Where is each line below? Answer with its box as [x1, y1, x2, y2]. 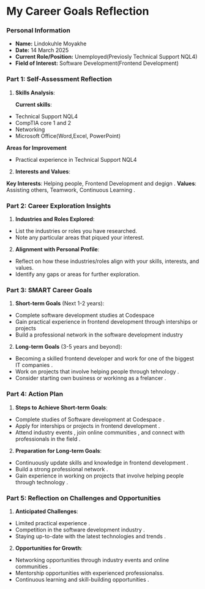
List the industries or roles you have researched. [15, 227, 138, 235]
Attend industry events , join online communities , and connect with [15, 428, 185, 436]
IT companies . [15, 362, 53, 369]
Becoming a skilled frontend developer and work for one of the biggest [15, 355, 195, 362]
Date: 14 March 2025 [15, 47, 69, 54]
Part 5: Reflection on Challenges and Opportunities [6, 493, 161, 502]
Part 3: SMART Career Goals [6, 286, 92, 294]
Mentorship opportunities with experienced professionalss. [15, 569, 164, 577]
